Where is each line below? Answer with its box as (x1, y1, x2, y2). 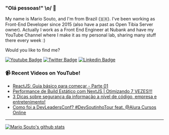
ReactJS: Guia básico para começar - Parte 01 (12, 82, 109, 89)
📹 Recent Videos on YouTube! (5, 69, 80, 76)
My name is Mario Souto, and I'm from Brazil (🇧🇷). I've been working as (5, 16, 155, 22)
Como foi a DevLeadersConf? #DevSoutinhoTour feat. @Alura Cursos (12, 104, 157, 110)
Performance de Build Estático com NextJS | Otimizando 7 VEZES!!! (12, 88, 152, 94)
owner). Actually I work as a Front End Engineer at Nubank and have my (5, 27, 154, 33)
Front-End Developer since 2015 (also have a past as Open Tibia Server (5, 21, 153, 27)
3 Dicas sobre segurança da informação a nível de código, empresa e (12, 93, 157, 99)
